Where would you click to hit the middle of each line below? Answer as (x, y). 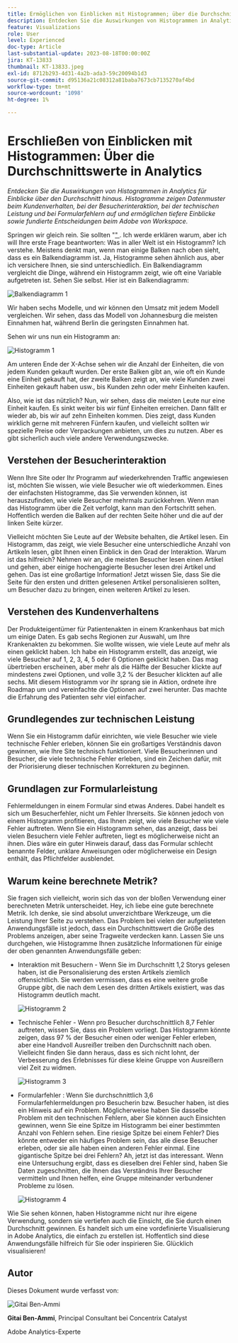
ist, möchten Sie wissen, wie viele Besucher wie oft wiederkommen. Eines (115, 485)
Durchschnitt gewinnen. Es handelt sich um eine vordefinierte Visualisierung (119, 1228)
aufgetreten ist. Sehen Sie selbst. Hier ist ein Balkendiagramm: (98, 280)
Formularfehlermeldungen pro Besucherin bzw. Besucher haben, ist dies (123, 1103)
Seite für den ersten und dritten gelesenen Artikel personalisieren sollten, (114, 582)
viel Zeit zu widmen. (47, 1067)
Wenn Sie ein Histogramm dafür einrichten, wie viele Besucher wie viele (112, 736)
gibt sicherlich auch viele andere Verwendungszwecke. (88, 438)
